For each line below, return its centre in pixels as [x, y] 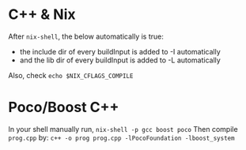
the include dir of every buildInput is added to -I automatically [120, 51]
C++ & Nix [42, 15]
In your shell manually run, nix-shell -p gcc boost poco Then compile [123, 129]
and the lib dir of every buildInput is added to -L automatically [120, 60]
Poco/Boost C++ [64, 107]
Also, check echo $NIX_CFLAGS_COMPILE [71, 75]
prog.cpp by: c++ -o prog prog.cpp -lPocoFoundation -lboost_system [121, 137]
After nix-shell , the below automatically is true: [86, 36]
